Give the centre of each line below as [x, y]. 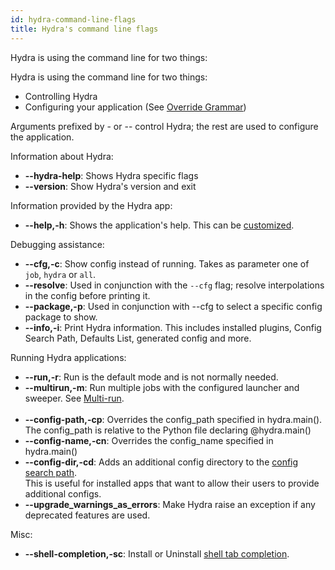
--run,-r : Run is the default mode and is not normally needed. [151, 377]
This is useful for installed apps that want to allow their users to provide [172, 483]
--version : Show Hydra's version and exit [110, 186]
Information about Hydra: [62, 156]
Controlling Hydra [61, 96]
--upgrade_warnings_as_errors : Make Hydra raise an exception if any [170, 504]
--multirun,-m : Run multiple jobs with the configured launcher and [162, 387]
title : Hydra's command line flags [84, 29]
